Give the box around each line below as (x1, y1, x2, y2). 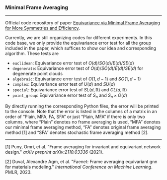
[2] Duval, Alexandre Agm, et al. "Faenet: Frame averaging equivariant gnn (5, 159, 158, 165)
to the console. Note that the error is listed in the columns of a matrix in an (5, 109, 158, 115)
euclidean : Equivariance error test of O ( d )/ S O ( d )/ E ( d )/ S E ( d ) (12, 60, 134, 66)
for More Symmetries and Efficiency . (5, 25, 81, 31)
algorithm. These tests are (5, 51, 59, 57)
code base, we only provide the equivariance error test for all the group (5, 40, 152, 46)
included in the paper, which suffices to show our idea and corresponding (5, 45, 157, 51)
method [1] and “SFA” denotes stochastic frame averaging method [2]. (5, 129, 149, 135)
